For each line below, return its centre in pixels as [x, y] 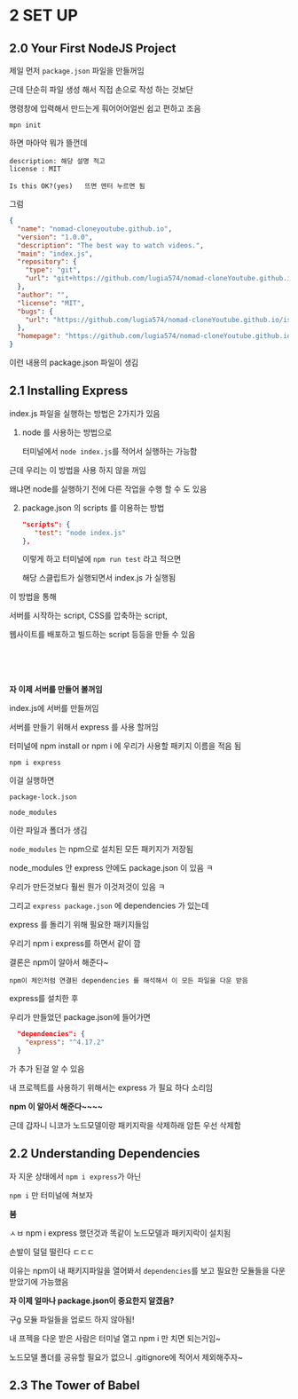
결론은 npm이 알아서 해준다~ [59, 962]
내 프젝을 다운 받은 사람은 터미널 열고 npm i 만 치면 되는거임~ [115, 1338]
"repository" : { [47, 262]
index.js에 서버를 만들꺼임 [54, 708]
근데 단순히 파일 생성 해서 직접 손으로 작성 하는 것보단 [101, 89]
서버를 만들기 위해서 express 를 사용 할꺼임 [84, 727]
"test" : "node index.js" [80, 533]
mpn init [25, 125]
